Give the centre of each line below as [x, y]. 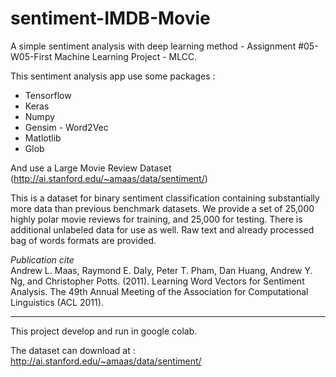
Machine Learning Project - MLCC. [126, 56]
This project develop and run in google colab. [104, 331]
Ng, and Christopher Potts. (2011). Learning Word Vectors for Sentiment [157, 281]
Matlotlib [43, 138]
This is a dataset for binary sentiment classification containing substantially [165, 198]
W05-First [31, 56]
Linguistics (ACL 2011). [57, 302]
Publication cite [42, 259]
